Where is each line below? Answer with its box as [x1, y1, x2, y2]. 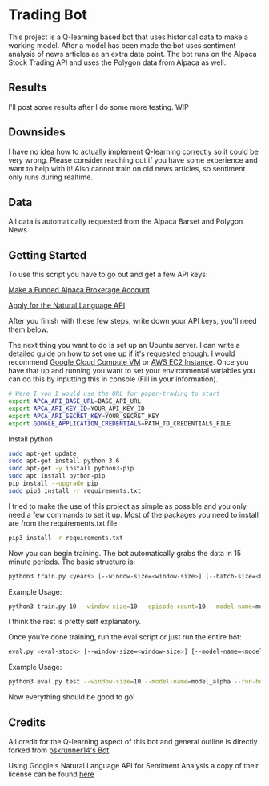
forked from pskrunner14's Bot [8, 745, 110, 755]
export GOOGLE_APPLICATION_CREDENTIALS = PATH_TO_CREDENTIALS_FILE [8, 419, 231, 428]
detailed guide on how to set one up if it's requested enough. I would [8, 349, 235, 358]
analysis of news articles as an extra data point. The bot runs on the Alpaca [8, 49, 258, 58]
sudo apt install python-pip [8, 472, 106, 480]
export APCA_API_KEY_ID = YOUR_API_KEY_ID [8, 405, 146, 413]
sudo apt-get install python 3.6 [8, 457, 120, 466]
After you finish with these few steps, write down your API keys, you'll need [8, 316, 258, 326]
